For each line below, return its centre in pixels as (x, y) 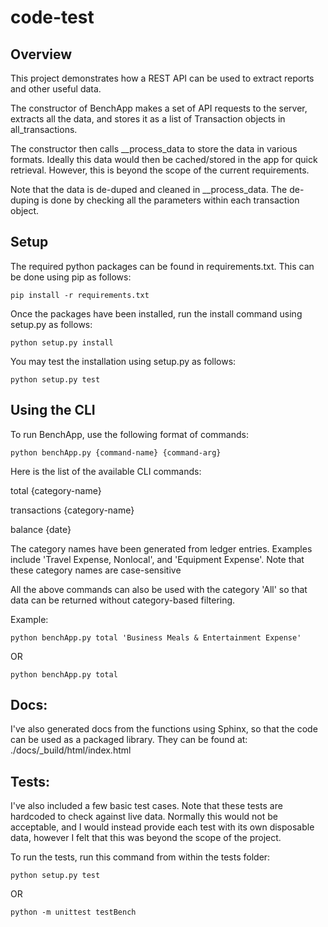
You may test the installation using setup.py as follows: (123, 361)
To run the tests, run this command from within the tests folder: (140, 857)
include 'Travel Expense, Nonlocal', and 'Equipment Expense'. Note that (157, 559)
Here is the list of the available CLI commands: (106, 471)
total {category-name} (56, 490)
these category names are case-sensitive (96, 570)
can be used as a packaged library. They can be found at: (129, 740)
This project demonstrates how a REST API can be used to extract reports (162, 78)
